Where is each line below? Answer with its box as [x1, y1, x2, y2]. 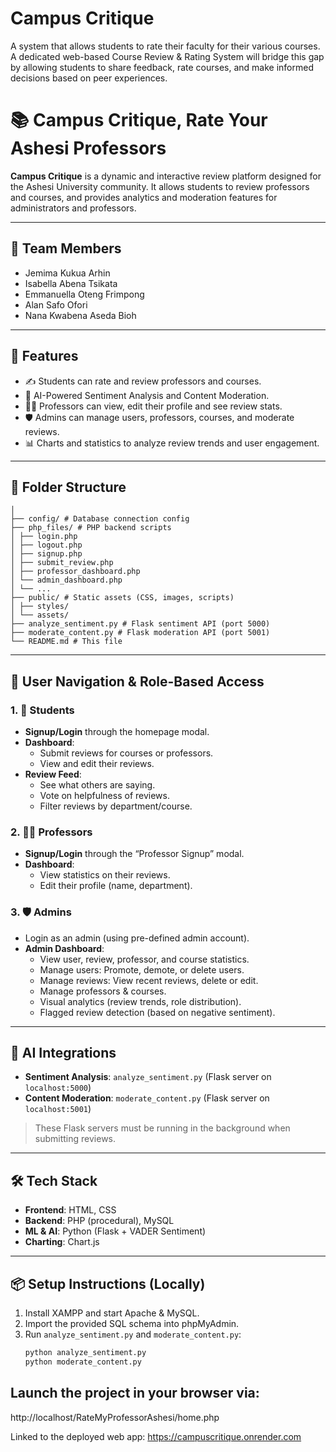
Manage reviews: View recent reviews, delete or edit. [39, 974, 259, 986]
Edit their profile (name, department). [39, 880, 193, 892]
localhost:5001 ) [24, 1103, 92, 1115]
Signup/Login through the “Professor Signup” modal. [24, 848, 245, 860]
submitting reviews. [34, 1133, 117, 1145]
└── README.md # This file [10, 637, 123, 647]
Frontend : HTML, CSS [24, 1204, 117, 1216]
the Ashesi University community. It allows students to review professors [10, 180, 310, 192]
